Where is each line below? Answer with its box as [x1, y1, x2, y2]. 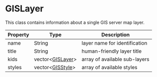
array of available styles [81, 64, 138, 71]
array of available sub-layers [81, 56, 150, 63]
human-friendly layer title [81, 48, 142, 55]
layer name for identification [81, 39, 148, 46]
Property [7, 31, 29, 38]
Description [101, 31, 130, 38]
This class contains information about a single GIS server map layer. [5, 19, 145, 25]
